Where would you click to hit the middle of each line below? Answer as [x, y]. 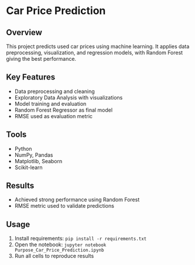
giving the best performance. [41, 59]
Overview [24, 32]
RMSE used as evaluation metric [53, 116]
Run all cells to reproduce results [54, 256]
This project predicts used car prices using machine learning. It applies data [98, 46]
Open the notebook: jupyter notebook [60, 245]
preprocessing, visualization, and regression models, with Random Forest [95, 53]
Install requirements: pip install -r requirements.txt [81, 239]
